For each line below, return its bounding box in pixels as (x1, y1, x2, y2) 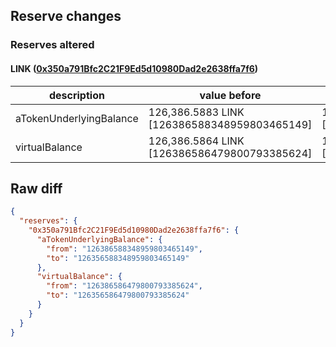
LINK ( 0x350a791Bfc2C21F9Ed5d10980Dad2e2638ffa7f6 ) (10, 62, 259, 74)
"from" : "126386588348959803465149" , (46, 244, 203, 254)
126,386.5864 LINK (148, 134, 245, 148)
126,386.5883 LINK (148, 105, 245, 119)
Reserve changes (10, 8, 122, 25)
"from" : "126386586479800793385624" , (46, 281, 203, 291)
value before (199, 88, 262, 102)
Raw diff (10, 180, 63, 197)
